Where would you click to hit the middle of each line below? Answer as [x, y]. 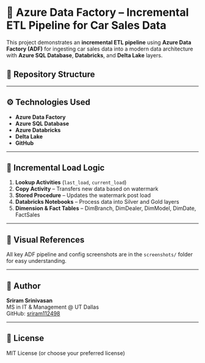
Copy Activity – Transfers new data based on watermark [87, 189]
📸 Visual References [45, 239]
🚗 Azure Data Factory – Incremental [98, 13]
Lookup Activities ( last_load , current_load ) [71, 182]
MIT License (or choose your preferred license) [66, 353]
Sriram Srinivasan [30, 300]
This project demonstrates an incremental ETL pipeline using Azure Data [99, 42]
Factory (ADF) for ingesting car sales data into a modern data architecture [100, 49]
